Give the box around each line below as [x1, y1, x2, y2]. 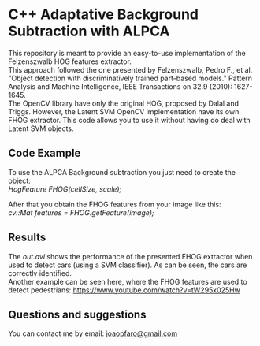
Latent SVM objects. [8, 124, 74, 133]
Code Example [8, 147, 81, 160]
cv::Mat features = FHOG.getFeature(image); [8, 207, 154, 218]
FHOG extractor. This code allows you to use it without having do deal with [8, 115, 251, 125]
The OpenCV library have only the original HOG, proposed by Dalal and [8, 99, 239, 108]
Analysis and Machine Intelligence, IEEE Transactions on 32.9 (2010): [8, 81, 232, 91]
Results [8, 231, 46, 244]
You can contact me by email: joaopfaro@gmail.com [8, 329, 178, 338]
